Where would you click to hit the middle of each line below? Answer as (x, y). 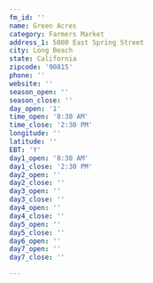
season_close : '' (41, 100)
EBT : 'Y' (25, 150)
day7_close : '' (37, 258)
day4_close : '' (37, 216)
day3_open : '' (35, 191)
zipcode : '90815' (41, 68)
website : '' (31, 84)
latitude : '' (33, 141)
